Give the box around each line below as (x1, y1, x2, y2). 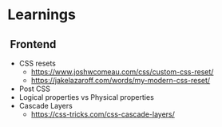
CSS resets (18, 58, 57, 68)
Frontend (10, 38, 57, 51)
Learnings (7, 6, 77, 24)
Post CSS (18, 84, 51, 93)
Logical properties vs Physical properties (18, 93, 155, 101)
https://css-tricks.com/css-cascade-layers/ (30, 109, 175, 119)
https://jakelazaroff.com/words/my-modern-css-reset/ (30, 76, 211, 85)
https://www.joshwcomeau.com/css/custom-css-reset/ (30, 67, 214, 77)
